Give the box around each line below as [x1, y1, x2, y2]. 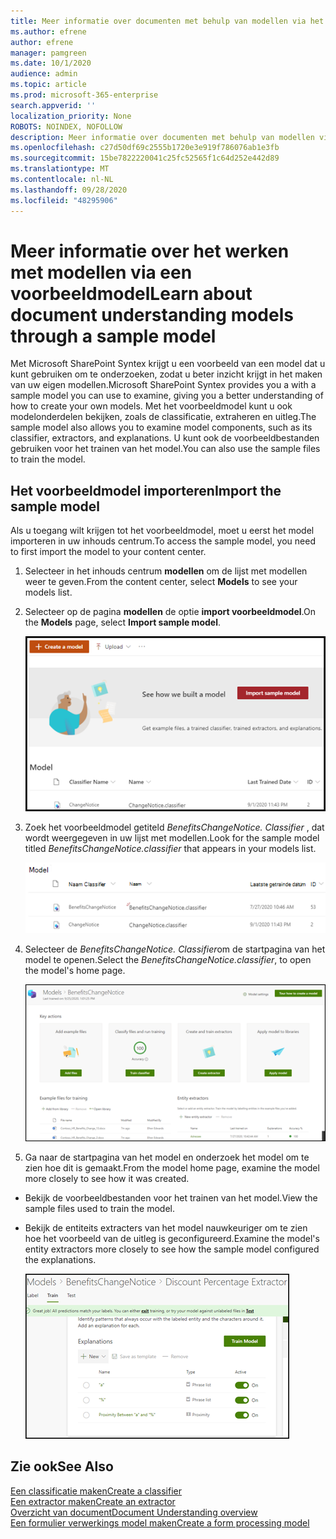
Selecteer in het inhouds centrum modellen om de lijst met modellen [24, 565, 308, 577]
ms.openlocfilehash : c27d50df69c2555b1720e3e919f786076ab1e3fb [10, 143, 280, 153]
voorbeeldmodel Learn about [10, 282, 253, 305]
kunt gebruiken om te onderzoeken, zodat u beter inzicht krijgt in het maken [10, 368, 323, 380]
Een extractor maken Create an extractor [10, 1495, 176, 1507]
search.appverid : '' [10, 100, 97, 110]
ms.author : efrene [10, 26, 87, 37]
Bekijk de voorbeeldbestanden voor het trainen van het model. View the [24, 1191, 318, 1204]
